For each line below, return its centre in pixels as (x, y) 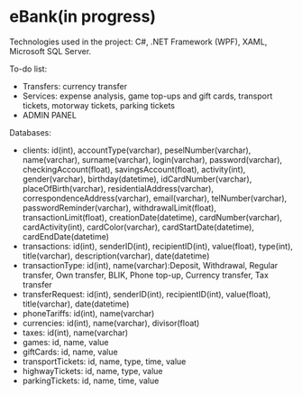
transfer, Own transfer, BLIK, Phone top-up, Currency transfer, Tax (145, 275)
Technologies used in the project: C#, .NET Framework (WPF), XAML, (138, 42)
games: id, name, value (65, 342)
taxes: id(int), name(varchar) (75, 333)
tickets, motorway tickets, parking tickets (99, 105)
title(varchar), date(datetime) (76, 304)
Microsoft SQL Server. (50, 51)
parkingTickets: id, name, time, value (91, 381)
